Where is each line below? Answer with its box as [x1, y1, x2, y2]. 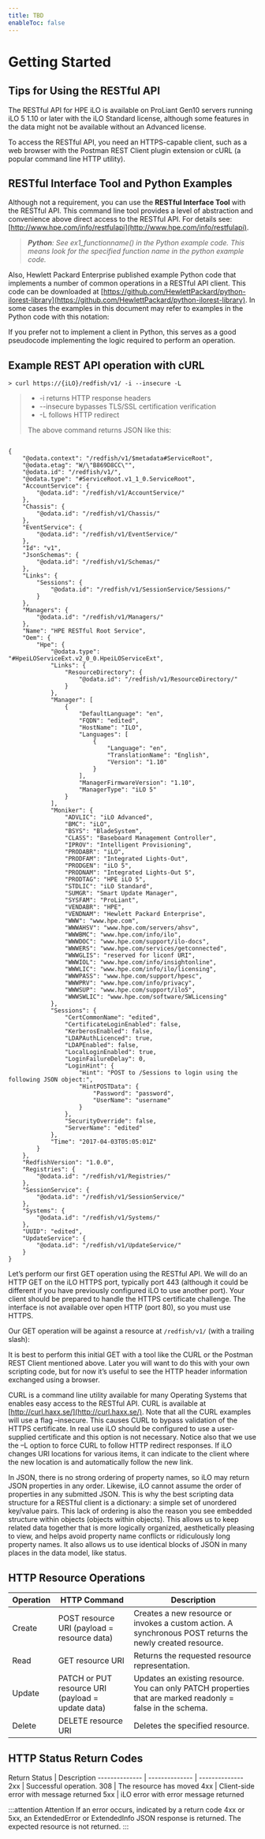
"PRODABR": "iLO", [64, 848, 125, 856]
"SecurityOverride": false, [64, 1117, 157, 1125]
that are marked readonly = [133, 1692, 234, 1703]
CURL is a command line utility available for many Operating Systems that [8, 1390, 247, 1400]
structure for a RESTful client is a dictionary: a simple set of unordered [8, 1498, 237, 1508]
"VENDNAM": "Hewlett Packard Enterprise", [64, 910, 207, 918]
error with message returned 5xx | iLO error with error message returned [8, 1789, 244, 1799]
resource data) [58, 1632, 113, 1643]
